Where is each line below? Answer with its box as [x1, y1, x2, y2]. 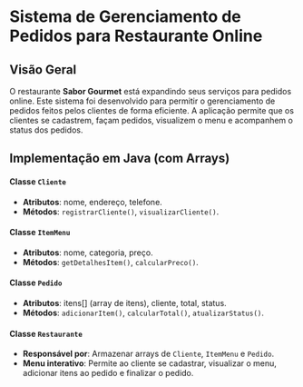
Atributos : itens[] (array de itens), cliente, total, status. [22, 298, 227, 308]
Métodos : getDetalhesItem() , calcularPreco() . [22, 256, 200, 267]
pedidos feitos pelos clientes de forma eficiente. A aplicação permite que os [9, 105, 295, 115]
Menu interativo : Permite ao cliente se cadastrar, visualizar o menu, [22, 358, 277, 369]
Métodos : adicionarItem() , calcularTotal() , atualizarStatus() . [22, 307, 265, 318]
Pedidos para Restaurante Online [9, 25, 263, 46]
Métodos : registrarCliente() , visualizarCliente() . [22, 206, 220, 217]
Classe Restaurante [9, 328, 83, 339]
